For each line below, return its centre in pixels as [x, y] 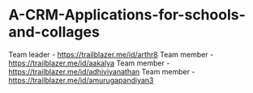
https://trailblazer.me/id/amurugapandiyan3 [81, 80]
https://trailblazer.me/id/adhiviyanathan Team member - [102, 71]
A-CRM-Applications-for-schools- [127, 15]
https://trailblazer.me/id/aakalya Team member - [89, 63]
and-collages [54, 32]
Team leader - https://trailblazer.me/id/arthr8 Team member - [111, 54]
